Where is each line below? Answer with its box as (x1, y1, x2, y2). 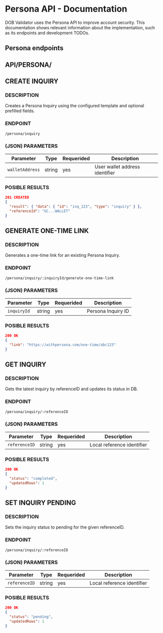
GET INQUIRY (5, 361, 47, 369)
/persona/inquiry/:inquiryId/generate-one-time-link (5, 275, 114, 281)
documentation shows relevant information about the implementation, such (5, 24, 155, 30)
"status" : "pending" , (9, 614, 53, 619)
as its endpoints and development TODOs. (5, 30, 90, 36)
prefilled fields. (5, 108, 35, 114)
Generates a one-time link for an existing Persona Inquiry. (5, 252, 120, 258)
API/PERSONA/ (5, 60, 52, 69)
